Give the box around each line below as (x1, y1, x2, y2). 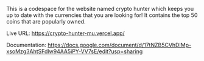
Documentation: (6, 42, 47, 48)
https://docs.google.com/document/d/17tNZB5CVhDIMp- (47, 42, 192, 48)
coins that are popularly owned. (6, 18, 86, 25)
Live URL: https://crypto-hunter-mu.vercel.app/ (6, 30, 125, 37)
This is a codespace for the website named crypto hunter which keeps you (6, 5, 194, 12)
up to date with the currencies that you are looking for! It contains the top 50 (6, 11, 198, 19)
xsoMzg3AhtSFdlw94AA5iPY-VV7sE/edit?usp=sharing (6, 48, 143, 55)
